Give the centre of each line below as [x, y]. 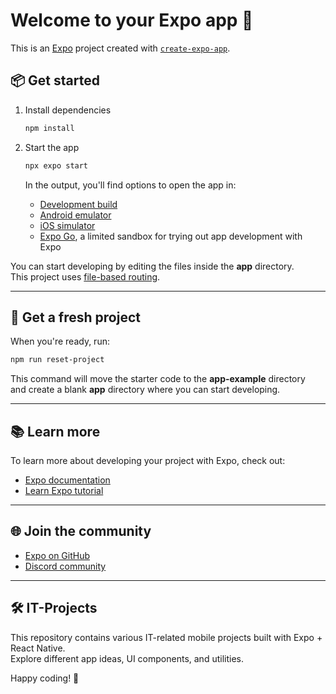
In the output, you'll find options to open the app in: [130, 185]
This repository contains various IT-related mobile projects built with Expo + [166, 637]
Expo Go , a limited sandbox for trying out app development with [171, 236]
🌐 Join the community [81, 531]
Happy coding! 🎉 [45, 678]
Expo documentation [67, 480]
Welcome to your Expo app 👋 [132, 20]
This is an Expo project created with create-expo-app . [120, 48]
